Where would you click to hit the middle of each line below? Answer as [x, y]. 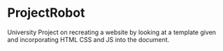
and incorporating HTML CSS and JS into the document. [88, 39]
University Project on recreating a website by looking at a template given [112, 32]
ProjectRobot [46, 13]
